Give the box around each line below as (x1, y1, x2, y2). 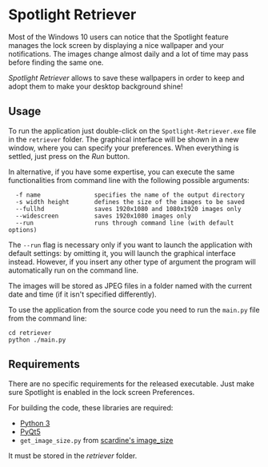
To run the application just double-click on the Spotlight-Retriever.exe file (8, 126, 257, 135)
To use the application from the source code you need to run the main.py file (8, 305, 260, 314)
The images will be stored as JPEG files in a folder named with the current (8, 281, 252, 290)
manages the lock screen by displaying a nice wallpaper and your (8, 40, 225, 50)
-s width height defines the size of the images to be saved (15, 198, 246, 206)
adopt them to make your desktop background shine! (8, 82, 183, 91)
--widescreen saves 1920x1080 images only (15, 212, 192, 220)
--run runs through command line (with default (15, 218, 234, 227)
